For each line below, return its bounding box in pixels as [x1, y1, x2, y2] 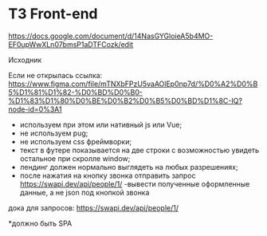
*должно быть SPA [8, 218, 73, 228]
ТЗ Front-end [8, 5, 98, 23]
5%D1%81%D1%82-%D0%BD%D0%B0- [8, 87, 143, 96]
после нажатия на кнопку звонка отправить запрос [19, 171, 196, 180]
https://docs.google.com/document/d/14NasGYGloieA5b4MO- [8, 31, 214, 41]
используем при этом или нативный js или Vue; [19, 120, 183, 129]
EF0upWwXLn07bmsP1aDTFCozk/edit [8, 39, 134, 49]
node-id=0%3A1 [8, 104, 62, 114]
